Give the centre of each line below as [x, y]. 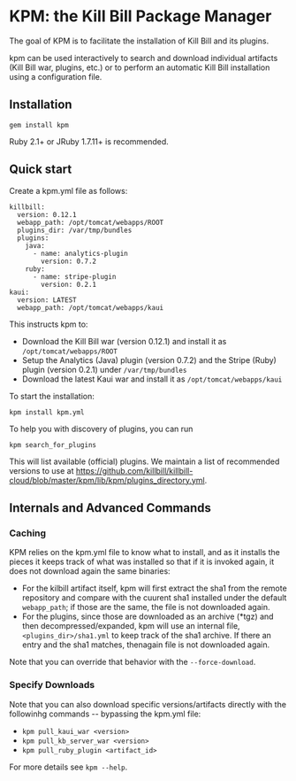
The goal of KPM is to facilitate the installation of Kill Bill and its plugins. [139, 41]
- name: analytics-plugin [80, 253]
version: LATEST [47, 300]
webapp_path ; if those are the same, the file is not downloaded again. [146, 607]
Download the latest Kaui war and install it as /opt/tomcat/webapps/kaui [152, 379]
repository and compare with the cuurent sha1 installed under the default [154, 598]
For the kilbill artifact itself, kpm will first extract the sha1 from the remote [154, 588]
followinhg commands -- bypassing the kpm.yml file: [105, 714]
